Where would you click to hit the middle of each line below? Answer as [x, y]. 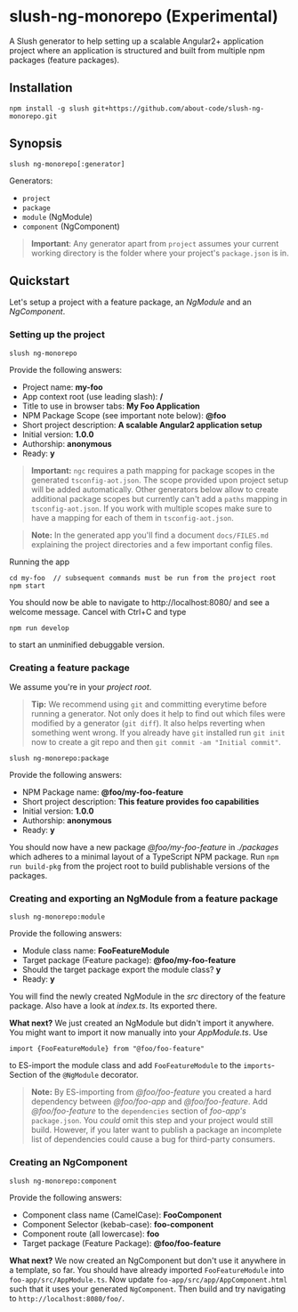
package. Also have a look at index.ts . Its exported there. [113, 1006]
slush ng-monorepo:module [57, 917]
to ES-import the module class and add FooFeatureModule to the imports [141, 1065]
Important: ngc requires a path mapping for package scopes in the [153, 470]
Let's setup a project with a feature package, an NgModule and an [130, 302]
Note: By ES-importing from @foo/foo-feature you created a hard [151, 1092]
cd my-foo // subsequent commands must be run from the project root [143, 578]
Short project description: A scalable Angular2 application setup [142, 425]
